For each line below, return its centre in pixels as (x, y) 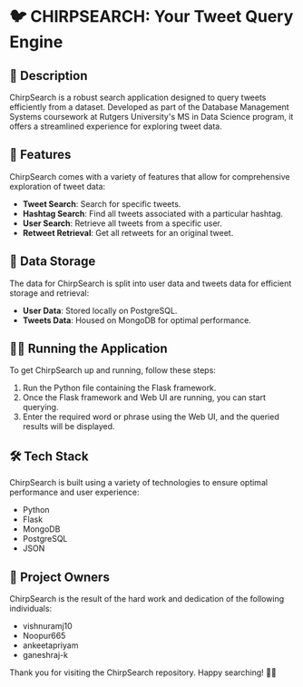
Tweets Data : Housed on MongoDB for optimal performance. (137, 320)
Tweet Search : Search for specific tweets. (102, 203)
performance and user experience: (74, 492)
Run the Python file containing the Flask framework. (119, 388)
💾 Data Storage (53, 262)
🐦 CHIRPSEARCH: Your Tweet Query (151, 17)
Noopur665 (44, 636)
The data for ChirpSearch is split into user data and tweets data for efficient (151, 283)
